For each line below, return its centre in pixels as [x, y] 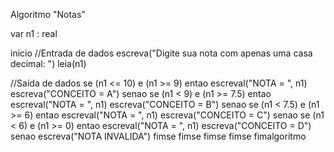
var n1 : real [34, 33]
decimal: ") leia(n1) [48, 63]
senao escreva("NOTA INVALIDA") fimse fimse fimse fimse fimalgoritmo [158, 136]
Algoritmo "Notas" [48, 14]
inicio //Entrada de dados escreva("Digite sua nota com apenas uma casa [161, 53]
